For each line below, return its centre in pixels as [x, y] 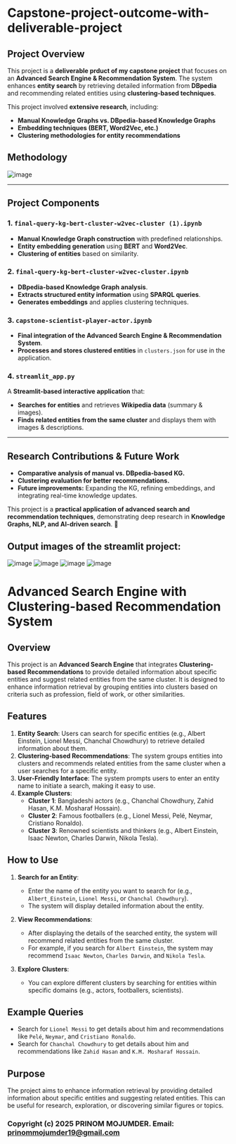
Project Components [53, 203]
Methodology [38, 157]
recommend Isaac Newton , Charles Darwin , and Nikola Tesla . [117, 955]
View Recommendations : [55, 919]
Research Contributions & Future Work [93, 456]
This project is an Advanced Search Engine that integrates [92, 665]
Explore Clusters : [43, 969]
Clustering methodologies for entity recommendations [99, 135]
